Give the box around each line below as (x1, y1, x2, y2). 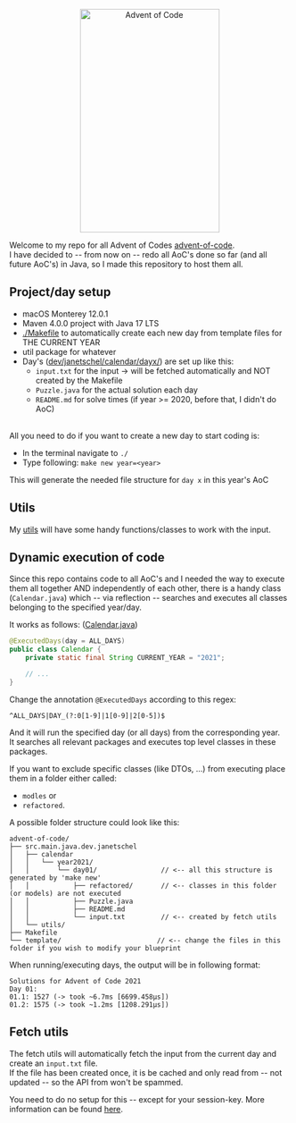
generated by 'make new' (9, 873, 102, 882)
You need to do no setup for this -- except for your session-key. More (9, 1093, 265, 1104)
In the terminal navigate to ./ (21, 447, 129, 458)
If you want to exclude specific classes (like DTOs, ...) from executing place (9, 763, 286, 773)
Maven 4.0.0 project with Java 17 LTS (21, 317, 160, 328)
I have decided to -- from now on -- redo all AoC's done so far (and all (9, 249, 267, 259)
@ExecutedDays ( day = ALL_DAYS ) (9, 637, 126, 646)
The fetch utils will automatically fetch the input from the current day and (9, 1048, 277, 1059)
